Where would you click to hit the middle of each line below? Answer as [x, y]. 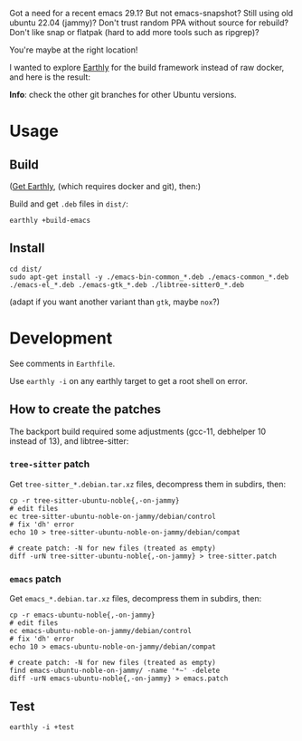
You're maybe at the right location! [74, 50]
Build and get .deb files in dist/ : [69, 204]
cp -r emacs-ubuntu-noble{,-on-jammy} [82, 615]
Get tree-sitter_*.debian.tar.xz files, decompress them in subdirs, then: [148, 484]
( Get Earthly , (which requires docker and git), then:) [105, 186]
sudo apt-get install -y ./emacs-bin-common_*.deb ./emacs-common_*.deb [149, 277]
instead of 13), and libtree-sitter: [69, 441]
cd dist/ [26, 269]
